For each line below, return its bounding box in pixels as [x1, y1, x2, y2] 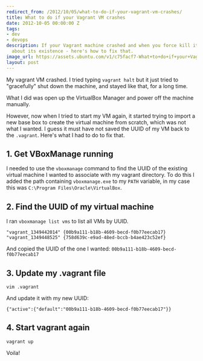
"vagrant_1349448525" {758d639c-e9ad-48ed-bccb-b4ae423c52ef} [6, 235, 166, 241]
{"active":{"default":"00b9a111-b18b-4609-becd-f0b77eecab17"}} [6, 306, 172, 312]
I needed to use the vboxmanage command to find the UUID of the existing [6, 165, 188, 172]
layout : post [6, 59, 39, 65]
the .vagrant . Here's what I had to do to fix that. [6, 131, 125, 139]
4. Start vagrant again [6, 322, 90, 333]
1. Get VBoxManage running [6, 149, 114, 159]
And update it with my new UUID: [6, 294, 89, 302]
